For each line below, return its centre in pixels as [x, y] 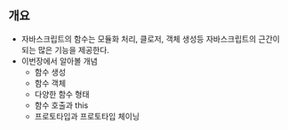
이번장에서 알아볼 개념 [60, 61]
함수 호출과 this [61, 105]
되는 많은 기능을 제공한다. [65, 50]
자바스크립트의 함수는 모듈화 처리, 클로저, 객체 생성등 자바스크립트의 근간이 [151, 39]
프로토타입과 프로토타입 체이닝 [87, 116]
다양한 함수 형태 [62, 94]
